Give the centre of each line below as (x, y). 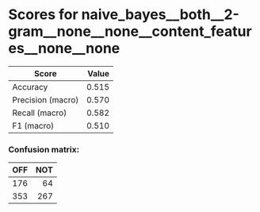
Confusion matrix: (44, 149)
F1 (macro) (33, 125)
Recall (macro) (40, 113)
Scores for (43, 15)
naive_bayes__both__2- (160, 15)
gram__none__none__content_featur (130, 31)
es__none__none (64, 48)
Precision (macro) (46, 99)
